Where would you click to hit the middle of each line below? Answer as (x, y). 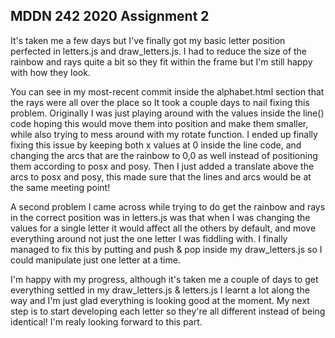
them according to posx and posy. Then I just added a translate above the (162, 166)
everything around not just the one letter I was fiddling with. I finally (149, 238)
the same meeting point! (60, 187)
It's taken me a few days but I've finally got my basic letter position (148, 40)
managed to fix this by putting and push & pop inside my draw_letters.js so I (166, 249)
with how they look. (50, 72)
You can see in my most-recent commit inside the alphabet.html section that (167, 91)
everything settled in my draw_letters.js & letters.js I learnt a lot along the (160, 290)
